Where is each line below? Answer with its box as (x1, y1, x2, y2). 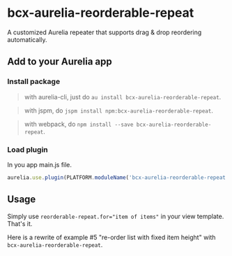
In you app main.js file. (7, 160, 72, 169)
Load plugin (7, 145, 49, 155)
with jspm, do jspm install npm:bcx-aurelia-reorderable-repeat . (24, 106, 214, 115)
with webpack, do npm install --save (24, 120, 134, 128)
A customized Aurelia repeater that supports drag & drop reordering (7, 28, 202, 36)
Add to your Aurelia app (7, 56, 113, 68)
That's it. (7, 219, 33, 228)
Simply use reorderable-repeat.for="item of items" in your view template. (7, 212, 224, 220)
